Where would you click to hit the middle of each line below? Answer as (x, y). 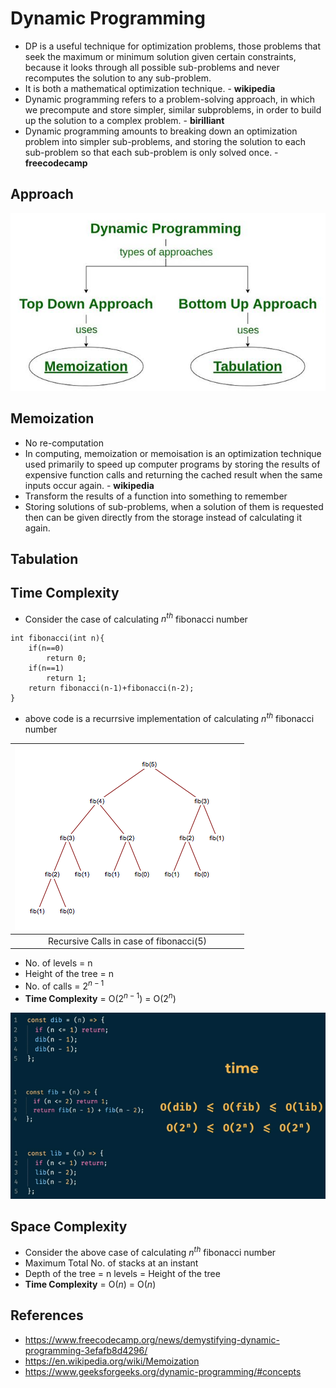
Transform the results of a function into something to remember (156, 496)
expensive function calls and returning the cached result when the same (173, 474)
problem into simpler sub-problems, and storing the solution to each (165, 141)
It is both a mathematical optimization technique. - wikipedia (150, 88)
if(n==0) (46, 648)
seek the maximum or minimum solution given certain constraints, (160, 56)
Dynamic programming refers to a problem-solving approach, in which (170, 99)
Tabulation (44, 559)
